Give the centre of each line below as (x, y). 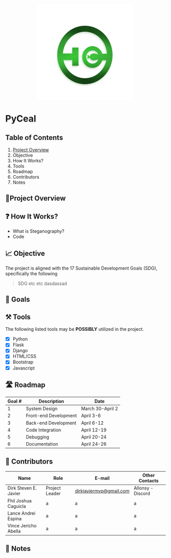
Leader (53, 494)
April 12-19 (94, 430)
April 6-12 (92, 423)
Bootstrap (23, 362)
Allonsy (141, 488)
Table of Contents (34, 138)
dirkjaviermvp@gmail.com (102, 491)
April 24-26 (94, 444)
